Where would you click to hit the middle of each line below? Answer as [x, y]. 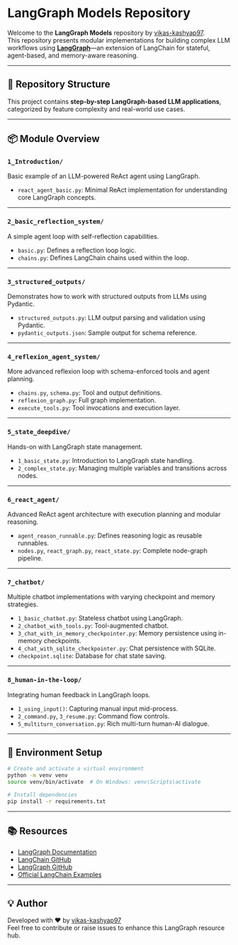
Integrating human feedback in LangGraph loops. [79, 694]
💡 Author [28, 903]
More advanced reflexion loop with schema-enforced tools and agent [109, 371]
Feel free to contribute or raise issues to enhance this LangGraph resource [116, 928]
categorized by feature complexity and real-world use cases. [96, 109]
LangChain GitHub [45, 859]
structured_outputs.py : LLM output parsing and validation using [111, 318]
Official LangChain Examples [59, 874]
